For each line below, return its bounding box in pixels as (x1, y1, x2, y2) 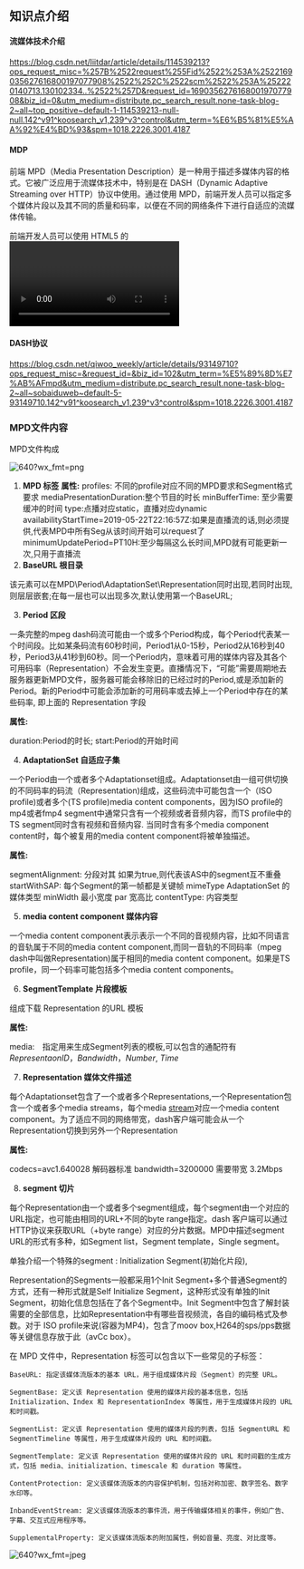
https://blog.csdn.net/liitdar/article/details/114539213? (9, 56, 211, 67)
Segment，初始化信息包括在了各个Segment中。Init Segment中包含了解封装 (9, 1297, 290, 1308)
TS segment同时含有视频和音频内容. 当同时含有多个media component (9, 819, 270, 830)
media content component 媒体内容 (22, 911, 158, 922)
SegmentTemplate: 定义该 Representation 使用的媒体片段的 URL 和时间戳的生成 (9, 1452, 285, 1461)
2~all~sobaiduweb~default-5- (9, 388, 122, 398)
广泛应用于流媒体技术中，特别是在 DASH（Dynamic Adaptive (40, 177, 269, 188)
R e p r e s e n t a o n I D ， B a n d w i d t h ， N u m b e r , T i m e (9, 1052, 179, 1063)
